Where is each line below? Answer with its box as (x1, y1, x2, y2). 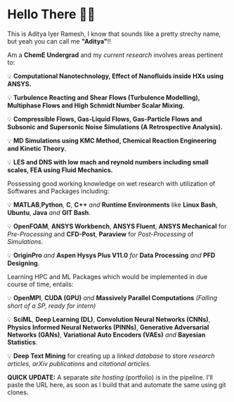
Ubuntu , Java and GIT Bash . (7, 208, 91, 216)
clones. (7, 388, 29, 396)
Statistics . (7, 337, 38, 346)
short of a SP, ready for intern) (7, 301, 96, 310)
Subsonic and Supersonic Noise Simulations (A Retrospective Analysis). (7, 122, 223, 131)
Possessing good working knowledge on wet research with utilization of (7, 179, 216, 188)
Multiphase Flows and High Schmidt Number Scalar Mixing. (7, 101, 185, 110)
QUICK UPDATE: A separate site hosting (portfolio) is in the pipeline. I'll (7, 372, 213, 382)
